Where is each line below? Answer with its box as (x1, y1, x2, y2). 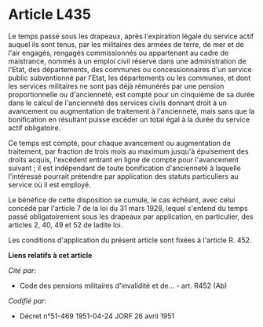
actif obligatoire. (8, 123, 61, 133)
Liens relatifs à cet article (8, 250, 93, 260)
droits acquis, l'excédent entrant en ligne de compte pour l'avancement (8, 154, 239, 164)
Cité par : (8, 265, 37, 275)
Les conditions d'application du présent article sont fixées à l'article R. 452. (8, 235, 253, 245)
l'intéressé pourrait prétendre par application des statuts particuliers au (8, 171, 239, 181)
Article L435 (8, 5, 92, 24)
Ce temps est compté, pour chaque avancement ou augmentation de (8, 138, 232, 147)
